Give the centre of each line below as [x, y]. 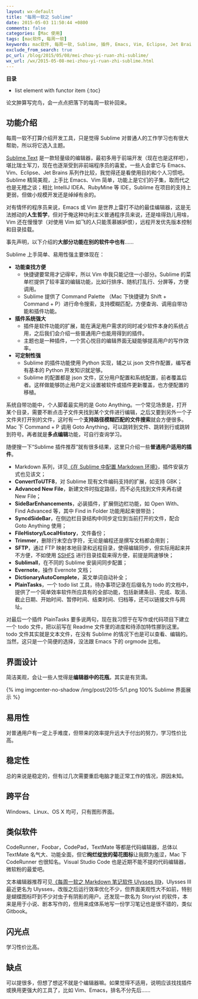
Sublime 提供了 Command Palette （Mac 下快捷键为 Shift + [95, 297]
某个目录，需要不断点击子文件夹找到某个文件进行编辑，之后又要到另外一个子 [99, 412]
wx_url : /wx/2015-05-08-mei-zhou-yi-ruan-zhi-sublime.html [80, 61]
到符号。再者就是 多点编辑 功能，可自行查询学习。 [65, 435]
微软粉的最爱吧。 [27, 869]
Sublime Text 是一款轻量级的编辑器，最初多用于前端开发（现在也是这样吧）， [99, 158]
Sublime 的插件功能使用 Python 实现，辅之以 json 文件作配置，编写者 [107, 363]
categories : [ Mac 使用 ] [34, 34]
